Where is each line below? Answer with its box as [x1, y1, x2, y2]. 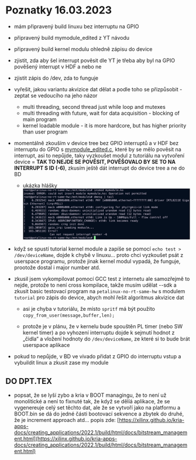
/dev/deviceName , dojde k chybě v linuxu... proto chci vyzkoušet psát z [13, 252, 184, 259]
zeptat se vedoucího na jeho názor [13, 92, 98, 99]
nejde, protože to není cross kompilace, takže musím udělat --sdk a [13, 282, 177, 289]
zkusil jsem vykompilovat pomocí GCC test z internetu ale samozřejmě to [13, 276, 190, 283]
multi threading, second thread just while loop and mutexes [22, 103, 166, 110]
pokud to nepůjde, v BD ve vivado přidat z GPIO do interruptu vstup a [13, 353, 181, 360]
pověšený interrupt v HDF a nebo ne [13, 63, 102, 70]
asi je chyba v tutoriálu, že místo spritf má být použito [22, 305, 156, 313]
